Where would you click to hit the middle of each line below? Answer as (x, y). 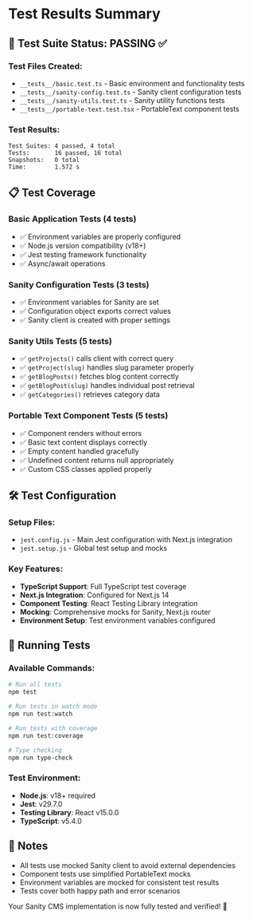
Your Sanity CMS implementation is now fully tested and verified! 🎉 (118, 906)
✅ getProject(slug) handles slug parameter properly (107, 367)
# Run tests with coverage (53, 728)
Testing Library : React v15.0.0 (69, 812)
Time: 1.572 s (44, 167)
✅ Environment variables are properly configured (100, 236)
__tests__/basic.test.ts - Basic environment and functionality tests (132, 83)
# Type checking (35, 750)
